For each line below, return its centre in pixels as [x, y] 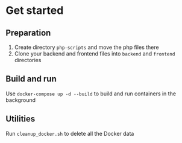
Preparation [28, 33]
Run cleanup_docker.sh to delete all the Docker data [70, 133]
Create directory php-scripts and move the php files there [86, 47]
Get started [35, 11]
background [21, 100]
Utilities [20, 119]
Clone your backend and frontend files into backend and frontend [95, 54]
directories [28, 60]
